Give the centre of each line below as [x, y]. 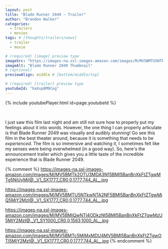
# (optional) [19, 70]
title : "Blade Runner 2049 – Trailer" [45, 15]
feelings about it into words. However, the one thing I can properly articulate [83, 127]
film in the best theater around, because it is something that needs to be [79, 138]
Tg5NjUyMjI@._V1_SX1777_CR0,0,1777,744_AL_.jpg [57, 180]
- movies [19, 33]
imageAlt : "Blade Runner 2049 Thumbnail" [49, 66]
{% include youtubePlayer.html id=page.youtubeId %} [61, 103]
